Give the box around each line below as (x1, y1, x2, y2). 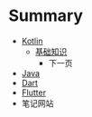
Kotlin (21, 35, 43, 46)
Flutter (21, 87, 47, 98)
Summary (8, 5, 83, 26)
